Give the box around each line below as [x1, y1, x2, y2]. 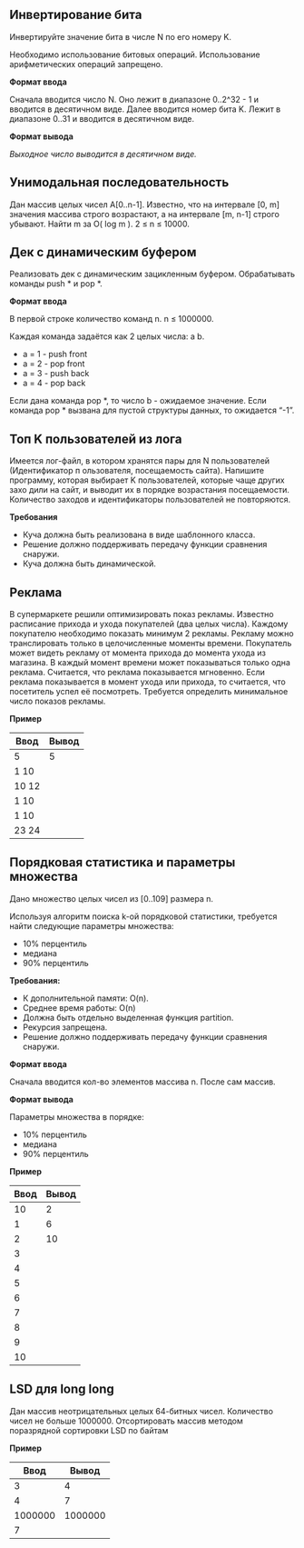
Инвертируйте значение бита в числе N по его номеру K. [9, 31, 231, 42]
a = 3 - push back [22, 368, 90, 379]
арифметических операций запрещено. [9, 58, 163, 69]
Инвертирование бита [9, 7, 142, 23]
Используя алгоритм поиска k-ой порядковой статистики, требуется [9, 911, 278, 922]
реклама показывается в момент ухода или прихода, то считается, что [9, 676, 286, 687]
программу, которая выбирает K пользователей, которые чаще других [9, 474, 286, 485]
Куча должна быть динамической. [22, 558, 156, 569]
